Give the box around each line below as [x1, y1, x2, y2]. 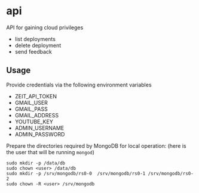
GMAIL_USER [14, 99, 48, 106]
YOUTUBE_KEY [14, 118, 54, 125]
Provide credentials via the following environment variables [6, 81, 152, 88]
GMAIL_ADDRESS [14, 111, 59, 119]
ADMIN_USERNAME [14, 124, 65, 132]
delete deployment [14, 42, 62, 49]
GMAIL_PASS [14, 105, 48, 113]
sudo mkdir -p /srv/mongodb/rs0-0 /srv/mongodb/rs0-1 [6, 170, 146, 176]
